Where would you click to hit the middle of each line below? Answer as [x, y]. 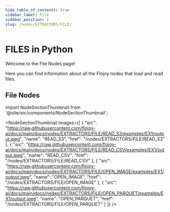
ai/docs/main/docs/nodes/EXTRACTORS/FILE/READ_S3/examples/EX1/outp [85, 134]
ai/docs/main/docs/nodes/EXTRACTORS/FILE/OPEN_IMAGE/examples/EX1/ [85, 171]
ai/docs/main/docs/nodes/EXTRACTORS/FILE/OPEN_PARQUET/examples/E [84, 193]
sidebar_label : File [27, 15]
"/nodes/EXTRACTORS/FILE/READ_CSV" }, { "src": [58, 161]
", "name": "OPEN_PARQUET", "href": [75, 199]
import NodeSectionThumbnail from [43, 107]
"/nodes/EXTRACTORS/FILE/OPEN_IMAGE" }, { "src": [61, 182]
